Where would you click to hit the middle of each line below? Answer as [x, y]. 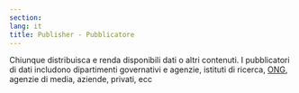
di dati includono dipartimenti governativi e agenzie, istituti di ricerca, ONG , [149, 70]
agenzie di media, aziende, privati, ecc [81, 79]
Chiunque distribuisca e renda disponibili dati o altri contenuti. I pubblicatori [149, 60]
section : [26, 18]
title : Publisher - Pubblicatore [72, 34]
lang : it [26, 26]
